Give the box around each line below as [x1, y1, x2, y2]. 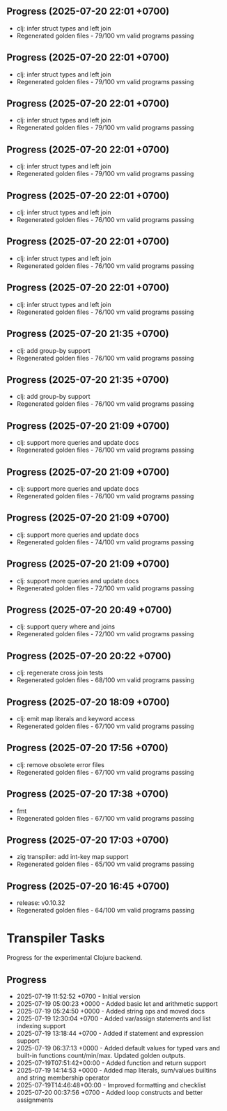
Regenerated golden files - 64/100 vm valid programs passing [16, 906, 195, 915]
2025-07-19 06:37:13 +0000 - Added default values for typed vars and [16, 1044, 221, 1052]
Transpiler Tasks [6, 931, 105, 946]
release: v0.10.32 [16, 899, 65, 907]
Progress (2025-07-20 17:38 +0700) [6, 788, 169, 800]
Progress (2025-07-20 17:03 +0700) [6, 835, 169, 846]
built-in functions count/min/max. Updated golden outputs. [16, 1051, 186, 1059]
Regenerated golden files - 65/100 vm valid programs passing [16, 860, 194, 869]
